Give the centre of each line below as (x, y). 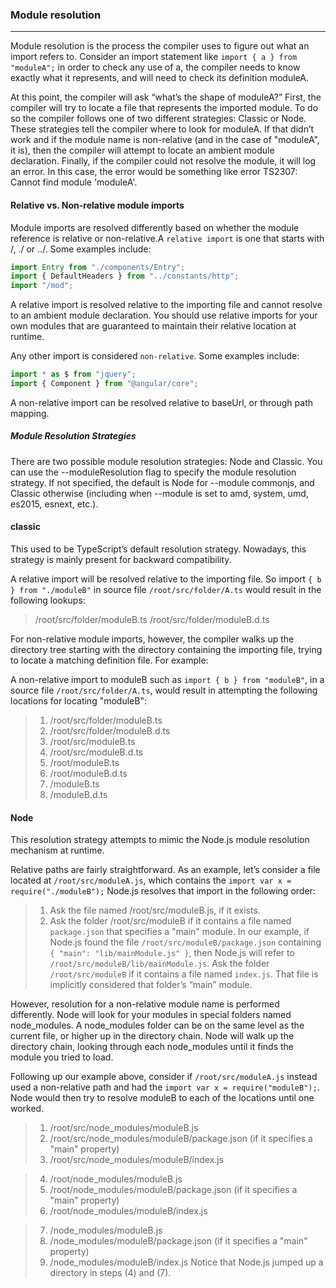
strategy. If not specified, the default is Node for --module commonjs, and (162, 482)
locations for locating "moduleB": (78, 701)
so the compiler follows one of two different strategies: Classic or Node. (158, 119)
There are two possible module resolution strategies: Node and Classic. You (166, 461)
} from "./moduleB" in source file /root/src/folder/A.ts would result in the (166, 590)
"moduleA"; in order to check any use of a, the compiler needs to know (155, 67)
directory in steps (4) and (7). (110, 1273)
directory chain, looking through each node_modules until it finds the (152, 1047)
